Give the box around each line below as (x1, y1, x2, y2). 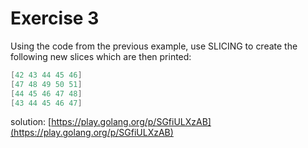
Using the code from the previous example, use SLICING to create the (10, 40, 298, 52)
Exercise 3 (10, 7, 100, 30)
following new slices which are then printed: (10, 50, 192, 62)
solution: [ (10, 116, 52, 128)
